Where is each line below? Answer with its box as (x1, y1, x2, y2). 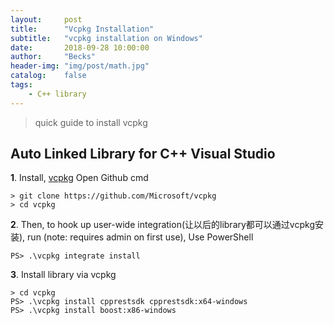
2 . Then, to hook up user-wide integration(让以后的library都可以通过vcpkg (10, 219, 315, 231)
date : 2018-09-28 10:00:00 (10, 42, 150, 53)
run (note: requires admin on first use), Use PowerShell (27, 231, 254, 243)
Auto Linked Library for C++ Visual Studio (10, 146, 276, 163)
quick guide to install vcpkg (34, 116, 148, 128)
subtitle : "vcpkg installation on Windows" (10, 33, 203, 43)
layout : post (10, 14, 83, 25)
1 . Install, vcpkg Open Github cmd (10, 172, 149, 184)
